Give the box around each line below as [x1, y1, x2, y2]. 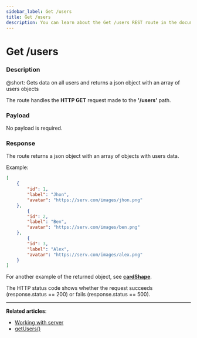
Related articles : [6, 307, 47, 315]
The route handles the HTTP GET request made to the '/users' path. [6, 96, 171, 103]
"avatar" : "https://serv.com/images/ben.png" [27, 224, 141, 231]
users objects [6, 85, 39, 92]
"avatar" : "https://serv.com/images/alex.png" [27, 252, 143, 258]
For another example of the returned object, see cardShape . [6, 273, 152, 280]
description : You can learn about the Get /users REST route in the [6, 19, 177, 25]
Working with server [14, 319, 64, 326]
